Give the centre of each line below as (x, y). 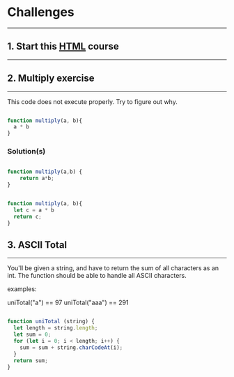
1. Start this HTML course (63, 46)
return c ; (28, 216)
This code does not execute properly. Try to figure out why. (92, 101)
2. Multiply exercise (51, 79)
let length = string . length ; (56, 328)
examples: (22, 289)
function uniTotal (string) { (51, 322)
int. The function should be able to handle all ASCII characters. (97, 276)
